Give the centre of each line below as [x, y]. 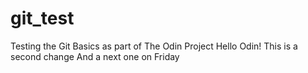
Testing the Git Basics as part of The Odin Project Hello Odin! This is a [154, 46]
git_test [42, 18]
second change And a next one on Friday [95, 56]
